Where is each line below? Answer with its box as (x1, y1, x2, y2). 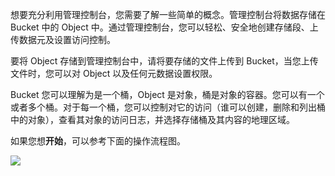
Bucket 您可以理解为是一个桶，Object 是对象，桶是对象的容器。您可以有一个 (10, 89, 325, 100)
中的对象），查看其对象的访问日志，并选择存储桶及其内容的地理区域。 (10, 114, 295, 125)
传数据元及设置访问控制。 (10, 34, 116, 45)
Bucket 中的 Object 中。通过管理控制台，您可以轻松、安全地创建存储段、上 (10, 21, 319, 33)
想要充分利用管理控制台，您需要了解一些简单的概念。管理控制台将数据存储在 (10, 9, 326, 20)
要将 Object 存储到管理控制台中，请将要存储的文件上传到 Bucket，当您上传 (10, 55, 319, 67)
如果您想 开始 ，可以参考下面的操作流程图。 (10, 135, 186, 147)
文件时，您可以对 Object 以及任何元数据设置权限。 (10, 68, 218, 79)
